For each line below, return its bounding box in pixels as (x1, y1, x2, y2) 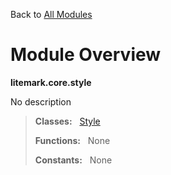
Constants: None (34, 154, 113, 166)
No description (10, 95, 72, 108)
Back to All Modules (10, 9, 93, 20)
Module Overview (10, 44, 162, 66)
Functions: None (34, 134, 111, 146)
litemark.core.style (10, 76, 92, 88)
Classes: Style (34, 115, 101, 127)
